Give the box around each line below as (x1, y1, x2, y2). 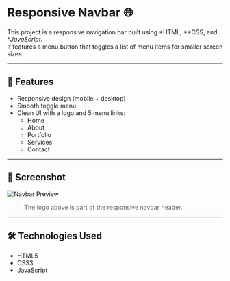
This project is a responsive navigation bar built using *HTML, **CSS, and (7, 27, 218, 36)
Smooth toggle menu (16, 101, 77, 110)
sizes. (7, 49, 24, 58)
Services (27, 138, 53, 146)
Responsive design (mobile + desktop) (16, 94, 126, 102)
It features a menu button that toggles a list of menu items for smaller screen (7, 42, 223, 51)
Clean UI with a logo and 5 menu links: (16, 108, 126, 117)
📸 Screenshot (7, 171, 66, 183)
